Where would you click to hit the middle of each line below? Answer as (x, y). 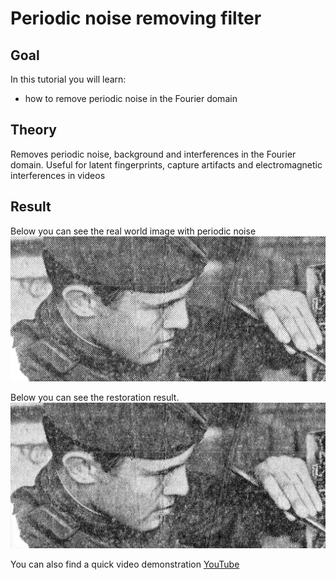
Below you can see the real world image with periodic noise (133, 231)
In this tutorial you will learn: (68, 79)
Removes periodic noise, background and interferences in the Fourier (153, 154)
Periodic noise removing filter (136, 18)
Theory (34, 130)
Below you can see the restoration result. (95, 398)
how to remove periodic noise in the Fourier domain (131, 98)
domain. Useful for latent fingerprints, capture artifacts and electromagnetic (166, 164)
